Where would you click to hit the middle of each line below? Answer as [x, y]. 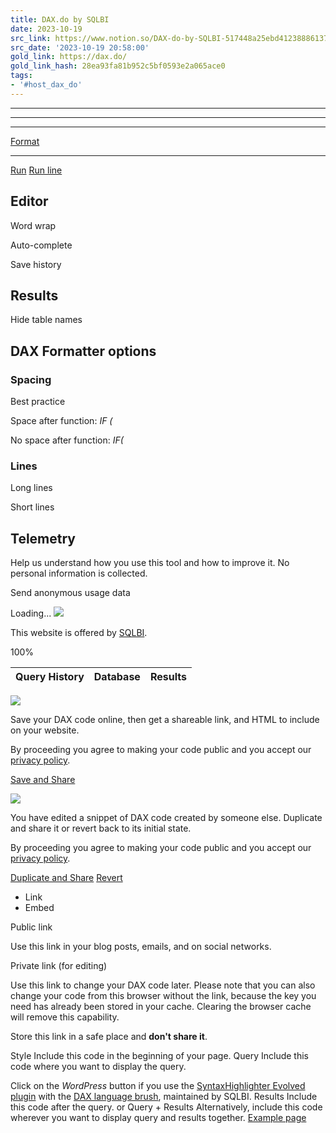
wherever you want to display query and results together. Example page [158, 1118]
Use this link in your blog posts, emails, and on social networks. [141, 947]
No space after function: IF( [67, 440]
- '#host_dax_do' [46, 85]
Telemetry [43, 538]
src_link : [31, 38]
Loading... [31, 613]
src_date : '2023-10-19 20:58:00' [80, 47]
